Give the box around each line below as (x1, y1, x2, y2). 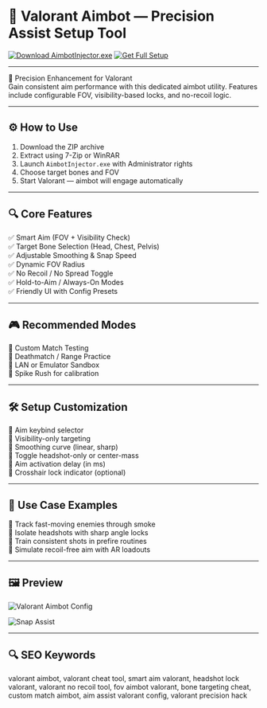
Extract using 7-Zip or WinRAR (19, 151, 121, 160)
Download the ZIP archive (19, 142, 105, 151)
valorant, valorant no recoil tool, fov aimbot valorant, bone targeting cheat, (8, 682, 252, 691)
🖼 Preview (8, 577, 64, 590)
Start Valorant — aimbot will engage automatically (19, 175, 184, 186)
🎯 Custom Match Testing (8, 343, 89, 353)
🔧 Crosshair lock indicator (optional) (8, 467, 126, 477)
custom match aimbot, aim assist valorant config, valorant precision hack (8, 690, 248, 700)
